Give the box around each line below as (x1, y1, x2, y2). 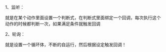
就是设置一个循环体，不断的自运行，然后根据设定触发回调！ (5, 42, 126, 48)
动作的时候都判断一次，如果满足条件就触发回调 (5, 21, 100, 26)
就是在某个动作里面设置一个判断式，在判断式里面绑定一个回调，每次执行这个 (5, 15, 161, 21)
